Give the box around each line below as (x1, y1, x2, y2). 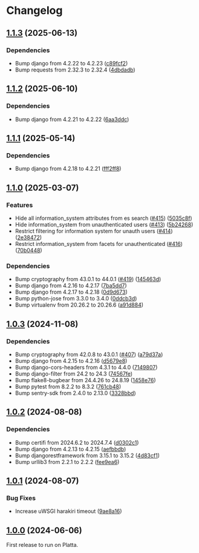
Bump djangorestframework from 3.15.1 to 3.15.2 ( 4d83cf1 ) (15, 452, 160, 459)
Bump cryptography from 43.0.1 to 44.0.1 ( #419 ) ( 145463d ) (15, 276, 161, 283)
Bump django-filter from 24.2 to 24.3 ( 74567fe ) (15, 370, 133, 377)
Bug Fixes (6, 494, 36, 502)
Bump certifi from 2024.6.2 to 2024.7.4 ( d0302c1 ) (15, 439, 139, 446)
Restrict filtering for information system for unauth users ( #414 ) (15, 227, 174, 234)
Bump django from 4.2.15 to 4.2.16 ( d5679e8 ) (15, 357, 128, 364)
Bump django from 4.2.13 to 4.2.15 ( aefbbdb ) (15, 445, 126, 452)
